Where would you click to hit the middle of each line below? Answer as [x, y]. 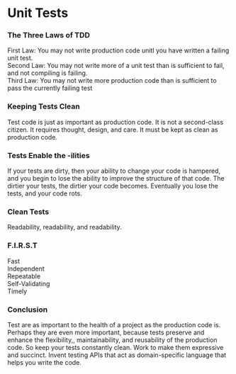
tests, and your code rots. [45, 193]
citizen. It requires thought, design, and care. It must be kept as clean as [113, 130]
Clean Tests [28, 212]
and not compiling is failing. [47, 73]
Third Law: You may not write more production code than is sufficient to [112, 81]
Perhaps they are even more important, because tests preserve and [106, 332]
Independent [26, 268]
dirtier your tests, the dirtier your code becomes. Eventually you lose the [113, 186]
